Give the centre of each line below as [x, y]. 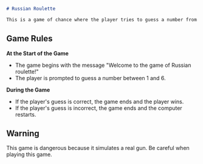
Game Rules [29, 39]
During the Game [28, 90]
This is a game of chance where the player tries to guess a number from [102, 19]
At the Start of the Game [37, 53]
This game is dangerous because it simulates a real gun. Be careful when [98, 148]
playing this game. [29, 154]
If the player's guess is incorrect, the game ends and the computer [98, 108]
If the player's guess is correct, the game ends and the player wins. [99, 101]
